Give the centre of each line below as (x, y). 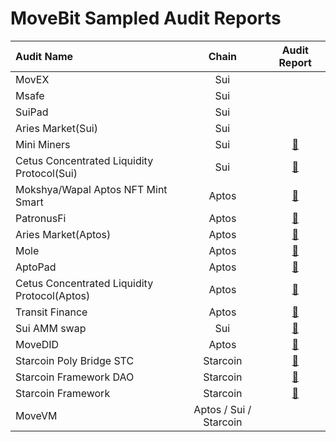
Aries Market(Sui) (56, 128)
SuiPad (32, 112)
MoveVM (36, 415)
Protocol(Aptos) (53, 295)
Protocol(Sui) (46, 173)
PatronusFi (41, 218)
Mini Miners (43, 144)
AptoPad (36, 267)
